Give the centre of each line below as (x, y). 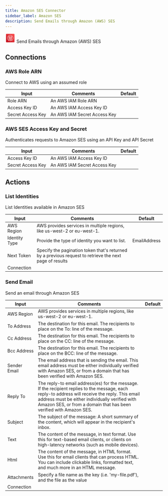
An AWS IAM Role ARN (74, 100)
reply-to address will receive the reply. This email (89, 394)
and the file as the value (62, 480)
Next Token (19, 255)
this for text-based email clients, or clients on (84, 440)
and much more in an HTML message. (77, 468)
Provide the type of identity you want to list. (81, 240)
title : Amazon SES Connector (35, 10)
